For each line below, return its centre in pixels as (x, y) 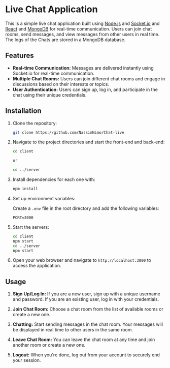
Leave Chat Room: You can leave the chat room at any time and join (84, 340)
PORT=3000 (23, 218)
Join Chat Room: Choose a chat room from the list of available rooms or (88, 309)
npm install (25, 189)
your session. (27, 360)
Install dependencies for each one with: (54, 179)
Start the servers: (31, 227)
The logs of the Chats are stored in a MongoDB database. (65, 40)
